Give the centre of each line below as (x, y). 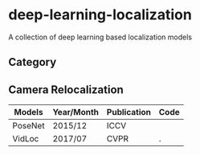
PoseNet (29, 126)
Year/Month (76, 112)
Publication (129, 112)
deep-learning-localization (100, 15)
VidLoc (26, 139)
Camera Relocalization (66, 90)
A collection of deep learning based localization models (100, 37)
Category (33, 62)
